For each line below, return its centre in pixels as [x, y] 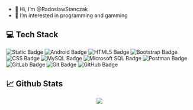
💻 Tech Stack [32, 35]
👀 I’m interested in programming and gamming [71, 15]
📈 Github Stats [35, 84]
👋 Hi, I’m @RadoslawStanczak [51, 9]
